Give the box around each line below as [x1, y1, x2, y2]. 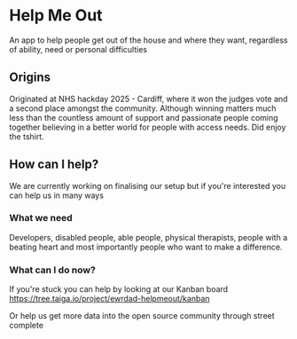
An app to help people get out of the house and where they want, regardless [9, 35, 288, 45]
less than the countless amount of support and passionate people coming [9, 112, 278, 122]
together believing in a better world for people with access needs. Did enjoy [9, 122, 286, 132]
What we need [9, 212, 73, 225]
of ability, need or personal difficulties [9, 43, 148, 54]
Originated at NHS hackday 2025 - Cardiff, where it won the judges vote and [9, 93, 288, 104]
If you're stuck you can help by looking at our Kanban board [9, 284, 229, 295]
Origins [9, 70, 51, 85]
